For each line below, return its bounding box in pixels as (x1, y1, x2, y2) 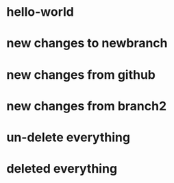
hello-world (6, 4, 75, 20)
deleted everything (6, 161, 118, 177)
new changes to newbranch (6, 36, 169, 51)
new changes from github (6, 66, 156, 82)
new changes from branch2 (6, 98, 167, 114)
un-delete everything (6, 130, 131, 145)
